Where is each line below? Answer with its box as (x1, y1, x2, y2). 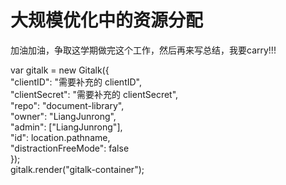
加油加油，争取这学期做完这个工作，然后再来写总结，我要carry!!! (10, 44, 277, 56)
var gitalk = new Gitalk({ (10, 64, 110, 76)
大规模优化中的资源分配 (10, 9, 204, 32)
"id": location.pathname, (10, 131, 111, 143)
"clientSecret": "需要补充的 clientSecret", (10, 88, 179, 100)
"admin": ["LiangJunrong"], (10, 121, 123, 133)
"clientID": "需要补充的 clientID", (10, 76, 142, 88)
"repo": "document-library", (10, 99, 125, 111)
